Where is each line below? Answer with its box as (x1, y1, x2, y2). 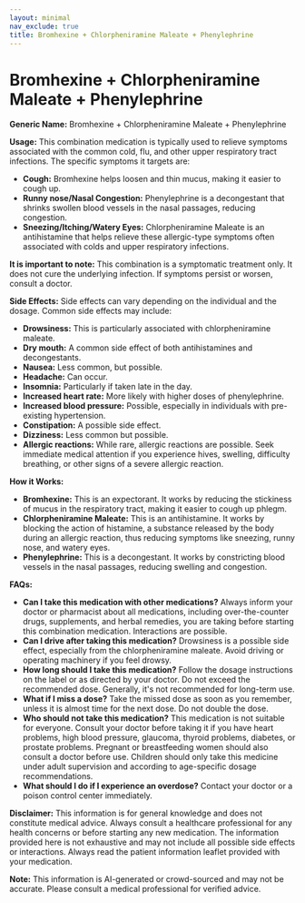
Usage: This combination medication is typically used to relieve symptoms (9, 137, 288, 147)
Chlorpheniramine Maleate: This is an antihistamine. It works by (22, 513, 265, 524)
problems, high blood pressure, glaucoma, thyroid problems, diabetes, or (22, 732, 296, 743)
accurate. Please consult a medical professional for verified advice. (9, 884, 261, 895)
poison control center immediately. (22, 790, 152, 801)
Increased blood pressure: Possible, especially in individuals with (22, 401, 270, 411)
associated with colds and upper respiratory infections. (22, 241, 230, 252)
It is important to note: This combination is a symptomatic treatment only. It (9, 259, 293, 269)
